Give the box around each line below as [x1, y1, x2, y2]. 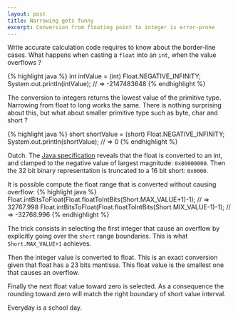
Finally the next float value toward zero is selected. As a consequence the [7, 282, 224, 291]
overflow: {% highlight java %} [7, 188, 98, 197]
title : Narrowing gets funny [7, 17, 94, 24]
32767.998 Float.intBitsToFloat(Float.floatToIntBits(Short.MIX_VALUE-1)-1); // [7, 203, 231, 211]
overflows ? [7, 58, 42, 67]
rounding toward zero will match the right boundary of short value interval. [7, 290, 226, 298]
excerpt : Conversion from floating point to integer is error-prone [7, 23, 215, 31]
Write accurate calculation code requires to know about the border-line [7, 43, 216, 52]
